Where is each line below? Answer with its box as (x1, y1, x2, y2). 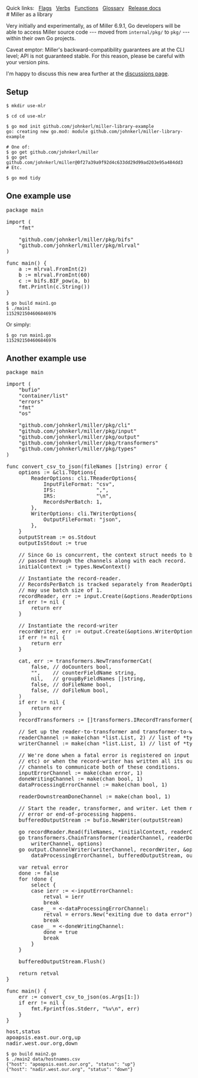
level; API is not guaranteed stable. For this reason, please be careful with (6, 52, 185, 60)
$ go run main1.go (6, 332, 51, 338)
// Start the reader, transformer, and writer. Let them (18, 805, 187, 812)
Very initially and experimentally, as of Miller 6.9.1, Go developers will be (6, 22, 181, 29)
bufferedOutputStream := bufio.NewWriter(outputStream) (18, 817, 184, 823)
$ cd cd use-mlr (6, 113, 46, 119)
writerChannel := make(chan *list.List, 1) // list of (18, 740, 181, 747)
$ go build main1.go (6, 300, 57, 306)
